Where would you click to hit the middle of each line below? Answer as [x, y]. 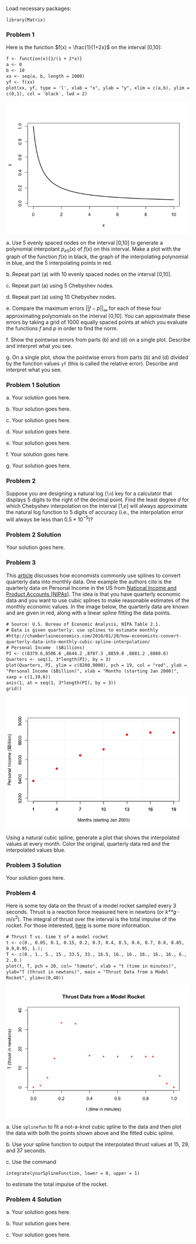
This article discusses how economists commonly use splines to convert [93, 575]
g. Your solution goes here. [39, 466]
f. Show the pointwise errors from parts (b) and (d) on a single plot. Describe [98, 340]
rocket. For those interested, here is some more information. [78, 925]
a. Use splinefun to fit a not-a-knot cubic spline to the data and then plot [94, 1126]
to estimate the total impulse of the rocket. [57, 1184]
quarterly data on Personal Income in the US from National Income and [91, 587]
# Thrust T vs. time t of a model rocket [57, 937]
